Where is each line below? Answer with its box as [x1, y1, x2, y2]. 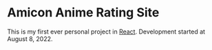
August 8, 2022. [7, 34, 53, 42]
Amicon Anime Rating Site [7, 5, 160, 21]
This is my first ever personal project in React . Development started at [7, 27, 205, 36]
